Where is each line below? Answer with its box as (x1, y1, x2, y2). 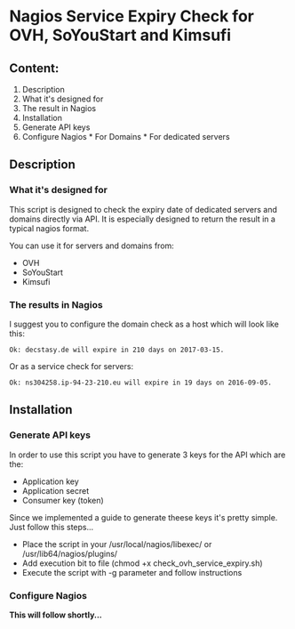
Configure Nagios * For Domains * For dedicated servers (21, 132, 230, 141)
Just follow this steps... (9, 521, 94, 532)
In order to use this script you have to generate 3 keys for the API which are (9, 449, 286, 460)
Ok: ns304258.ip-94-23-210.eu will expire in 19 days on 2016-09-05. (9, 378, 273, 387)
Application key (21, 476, 80, 487)
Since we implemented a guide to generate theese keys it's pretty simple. (9, 512, 278, 522)
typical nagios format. (9, 222, 90, 233)
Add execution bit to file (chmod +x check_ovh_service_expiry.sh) (21, 558, 264, 569)
